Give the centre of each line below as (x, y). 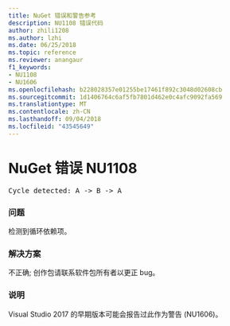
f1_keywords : (30, 68)
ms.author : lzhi (35, 38)
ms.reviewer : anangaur (46, 60)
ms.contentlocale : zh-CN (49, 112)
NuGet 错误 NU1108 (73, 168)
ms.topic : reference (43, 52)
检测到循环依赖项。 (40, 231)
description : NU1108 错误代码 (56, 23)
